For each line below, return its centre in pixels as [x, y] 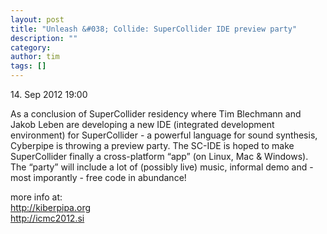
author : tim [35, 57]
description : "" [44, 38]
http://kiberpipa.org [51, 207]
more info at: [36, 197]
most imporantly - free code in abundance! [98, 177]
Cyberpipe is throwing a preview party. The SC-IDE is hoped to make [152, 145]
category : [31, 47]
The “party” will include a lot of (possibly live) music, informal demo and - [162, 167]
